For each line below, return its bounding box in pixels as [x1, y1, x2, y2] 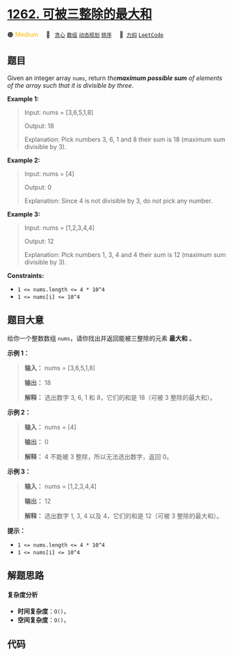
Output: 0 [24, 182, 52, 192]
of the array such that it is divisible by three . [7, 81, 134, 89]
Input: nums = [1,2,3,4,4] [24, 224, 95, 232]
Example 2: [7, 156, 40, 164]
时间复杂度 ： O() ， [17, 607, 70, 616]
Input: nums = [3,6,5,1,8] [24, 108, 94, 116]
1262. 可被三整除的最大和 [7, 6, 152, 22]
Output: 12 [24, 237, 54, 245]
